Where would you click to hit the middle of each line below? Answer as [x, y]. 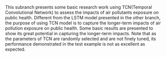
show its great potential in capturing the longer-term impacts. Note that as [81, 33]
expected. [15, 49]
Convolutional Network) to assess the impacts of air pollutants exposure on [82, 12]
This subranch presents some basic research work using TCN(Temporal [79, 7]
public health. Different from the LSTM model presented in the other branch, [83, 18]
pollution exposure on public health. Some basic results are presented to [79, 28]
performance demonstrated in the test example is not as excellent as [75, 44]
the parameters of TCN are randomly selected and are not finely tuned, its [81, 39]
